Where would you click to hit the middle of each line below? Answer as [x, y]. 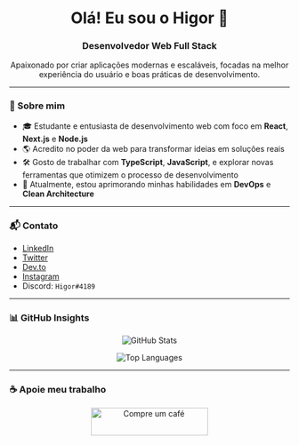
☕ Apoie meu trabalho [58, 390]
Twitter [35, 258]
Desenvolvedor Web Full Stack [149, 46]
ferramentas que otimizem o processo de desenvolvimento [130, 175]
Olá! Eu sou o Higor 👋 [149, 18]
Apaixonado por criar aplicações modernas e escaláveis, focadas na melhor [149, 65]
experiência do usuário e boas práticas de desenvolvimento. [149, 75]
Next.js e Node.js [55, 139]
